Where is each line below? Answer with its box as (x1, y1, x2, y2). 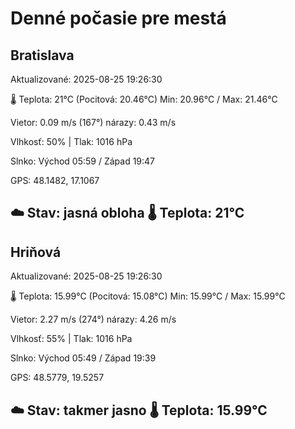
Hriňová (10, 243, 62, 261)
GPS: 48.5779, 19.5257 (10, 372, 105, 384)
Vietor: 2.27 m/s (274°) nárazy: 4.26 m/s (10, 313, 177, 326)
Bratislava (10, 47, 75, 64)
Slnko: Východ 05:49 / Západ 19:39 (10, 352, 157, 364)
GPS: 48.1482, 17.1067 (10, 175, 100, 186)
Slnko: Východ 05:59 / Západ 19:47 (10, 155, 156, 167)
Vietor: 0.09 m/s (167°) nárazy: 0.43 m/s (10, 117, 177, 128)
